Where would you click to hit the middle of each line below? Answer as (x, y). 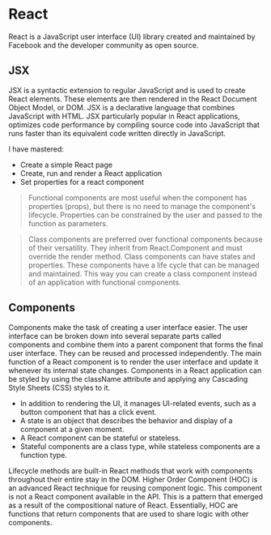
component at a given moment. (72, 429)
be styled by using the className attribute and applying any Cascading (128, 379)
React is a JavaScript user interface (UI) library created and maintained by (132, 36)
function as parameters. (68, 223)
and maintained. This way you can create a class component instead (142, 273)
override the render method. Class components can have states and (142, 256)
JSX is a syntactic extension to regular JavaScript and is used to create (127, 90)
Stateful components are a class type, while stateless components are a (140, 446)
